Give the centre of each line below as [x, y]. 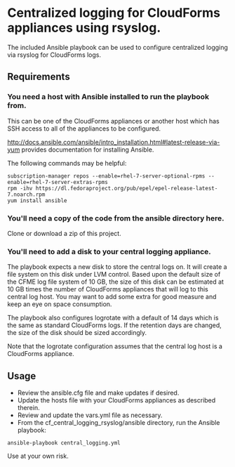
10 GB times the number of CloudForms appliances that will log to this [108, 289]
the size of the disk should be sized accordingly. [77, 333]
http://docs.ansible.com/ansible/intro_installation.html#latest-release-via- [114, 142]
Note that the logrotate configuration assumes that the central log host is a [115, 346]
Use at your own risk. [38, 456]
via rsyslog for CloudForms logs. [54, 55]
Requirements [39, 77]
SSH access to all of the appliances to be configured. [84, 129]
